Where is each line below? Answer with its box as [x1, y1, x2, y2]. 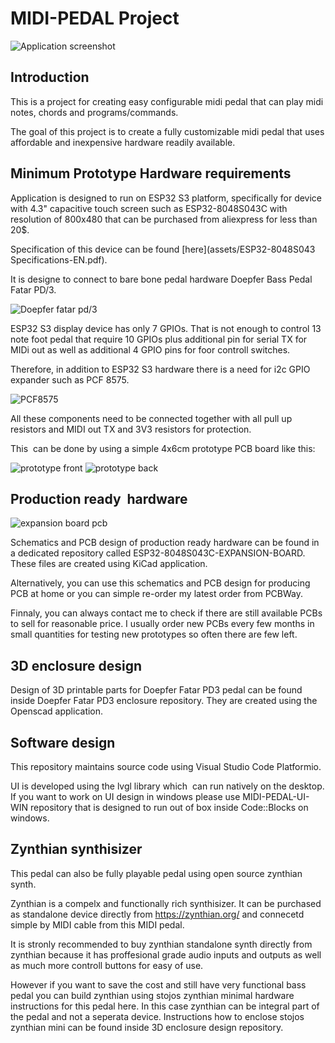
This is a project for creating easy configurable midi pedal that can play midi [10, 95, 324, 107]
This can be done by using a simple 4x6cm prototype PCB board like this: [10, 442, 316, 454]
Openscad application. [10, 705, 104, 717]
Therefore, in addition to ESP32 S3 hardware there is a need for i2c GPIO [10, 363, 311, 375]
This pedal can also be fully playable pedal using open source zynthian [10, 867, 303, 879]
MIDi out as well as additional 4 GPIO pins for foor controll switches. [10, 343, 291, 356]
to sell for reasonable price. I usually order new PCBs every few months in [10, 618, 315, 630]
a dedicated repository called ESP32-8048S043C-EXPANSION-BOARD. [10, 547, 306, 559]
